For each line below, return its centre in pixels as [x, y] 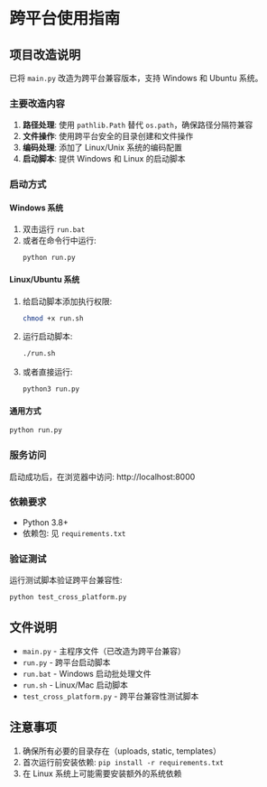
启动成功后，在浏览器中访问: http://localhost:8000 [102, 477]
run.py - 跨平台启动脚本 [66, 662]
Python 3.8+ [46, 522]
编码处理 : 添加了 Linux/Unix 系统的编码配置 [102, 148]
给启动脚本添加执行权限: [67, 301]
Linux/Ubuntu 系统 [45, 279]
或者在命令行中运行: [59, 241]
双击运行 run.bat [54, 229]
